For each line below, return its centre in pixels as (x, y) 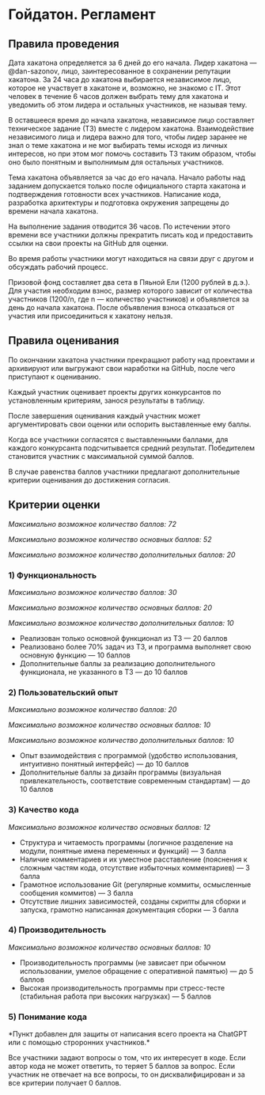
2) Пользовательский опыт (63, 692)
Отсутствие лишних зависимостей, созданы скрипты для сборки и (133, 901)
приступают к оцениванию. (55, 377)
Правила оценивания (64, 341)
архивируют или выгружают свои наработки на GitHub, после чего (122, 368)
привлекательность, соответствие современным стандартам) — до (135, 781)
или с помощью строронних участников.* (79, 1043)
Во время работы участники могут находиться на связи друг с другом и (131, 258)
